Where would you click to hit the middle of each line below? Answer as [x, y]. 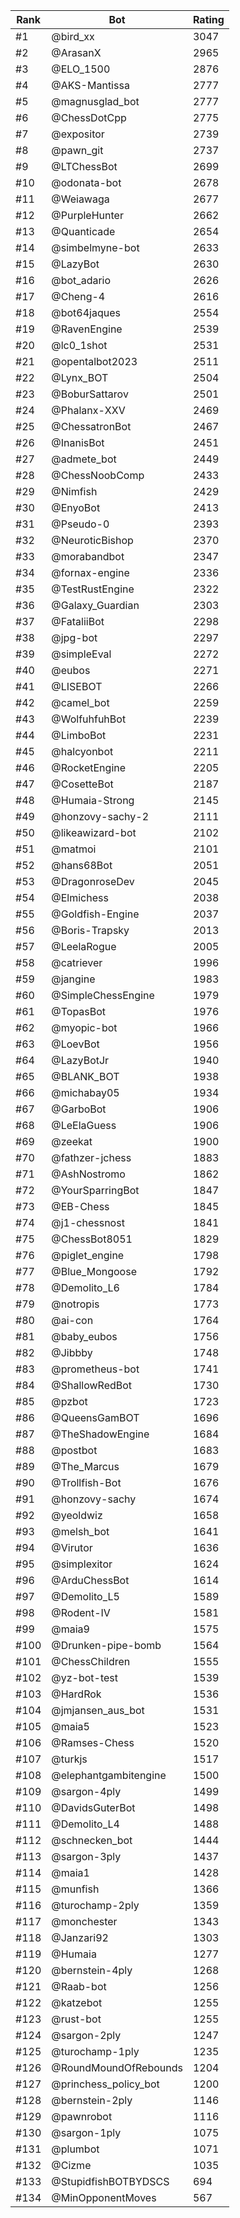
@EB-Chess [80, 1206]
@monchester [84, 1921]
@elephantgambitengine [109, 1775]
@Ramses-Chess [93, 1742]
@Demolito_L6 [85, 1287]
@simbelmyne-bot [95, 247]
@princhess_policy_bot [105, 2084]
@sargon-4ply [86, 1791]
